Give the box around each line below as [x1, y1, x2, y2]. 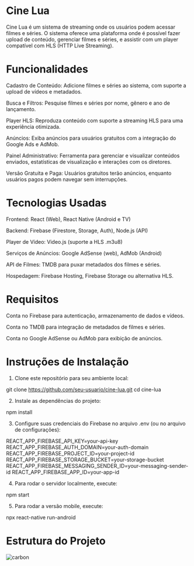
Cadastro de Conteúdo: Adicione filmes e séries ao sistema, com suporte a [6, 82, 186, 89]
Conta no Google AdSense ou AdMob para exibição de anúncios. [6, 334, 163, 341]
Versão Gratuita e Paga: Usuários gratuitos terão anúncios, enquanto [6, 170, 172, 177]
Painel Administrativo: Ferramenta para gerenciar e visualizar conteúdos [6, 152, 180, 159]
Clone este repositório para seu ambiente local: [14, 374, 129, 381]
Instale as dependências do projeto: [14, 397, 101, 404]
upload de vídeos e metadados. [6, 88, 82, 95]
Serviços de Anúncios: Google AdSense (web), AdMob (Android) [6, 250, 162, 257]
